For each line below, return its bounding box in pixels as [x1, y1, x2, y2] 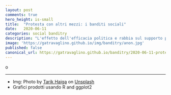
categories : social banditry [5, 31, 67, 36]
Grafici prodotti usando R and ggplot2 [12, 84, 92, 90]
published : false [5, 45, 42, 50]
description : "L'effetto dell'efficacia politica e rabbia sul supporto [5, 36, 163, 41]
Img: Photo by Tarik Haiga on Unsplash [12, 78, 95, 84]
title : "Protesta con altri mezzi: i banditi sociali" [5, 21, 126, 27]
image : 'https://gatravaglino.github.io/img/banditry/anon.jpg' [5, 41, 145, 46]
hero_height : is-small [5, 17, 53, 22]
